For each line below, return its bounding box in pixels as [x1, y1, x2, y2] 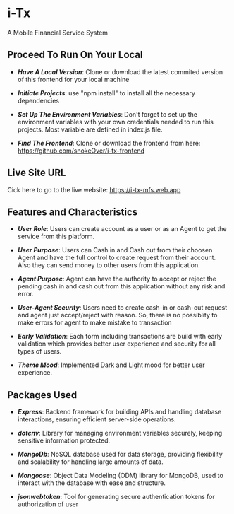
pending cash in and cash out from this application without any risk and [17, 282, 226, 291]
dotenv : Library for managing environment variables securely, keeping [17, 429, 223, 438]
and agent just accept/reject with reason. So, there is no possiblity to [17, 311, 218, 320]
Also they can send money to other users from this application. [17, 261, 200, 269]
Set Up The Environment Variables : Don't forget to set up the [17, 110, 197, 118]
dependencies [17, 96, 60, 105]
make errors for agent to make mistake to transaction [17, 318, 172, 327]
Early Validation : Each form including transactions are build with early [17, 332, 223, 341]
